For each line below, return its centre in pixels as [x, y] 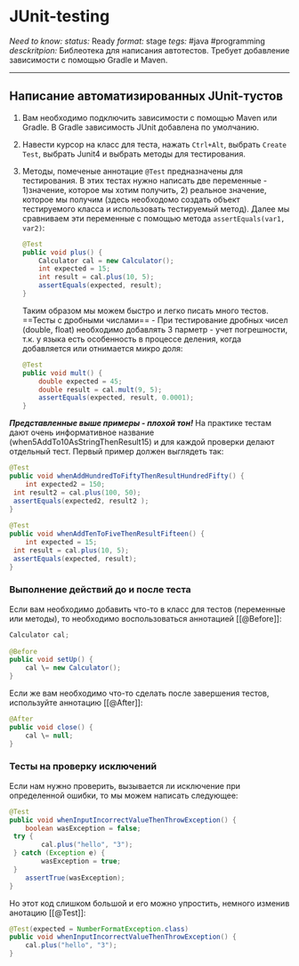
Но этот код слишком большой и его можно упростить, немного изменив [149, 903]
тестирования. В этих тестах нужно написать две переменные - [145, 181]
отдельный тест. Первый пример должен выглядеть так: [117, 452]
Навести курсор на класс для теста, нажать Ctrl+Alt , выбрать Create [154, 144]
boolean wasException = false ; [83, 828]
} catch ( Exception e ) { [59, 853]
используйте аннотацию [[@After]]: [76, 703]
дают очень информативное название [82, 432]
